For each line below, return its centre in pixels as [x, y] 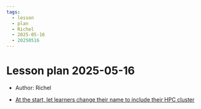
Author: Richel [33, 88]
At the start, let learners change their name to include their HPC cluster [105, 99]
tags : [13, 12]
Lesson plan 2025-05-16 [70, 71]
